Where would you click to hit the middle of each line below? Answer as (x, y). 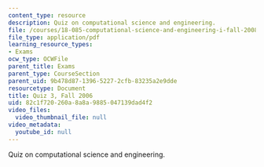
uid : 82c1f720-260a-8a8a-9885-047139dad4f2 (81, 103)
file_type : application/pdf (54, 37)
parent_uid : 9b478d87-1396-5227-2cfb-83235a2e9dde (93, 81)
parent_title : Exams (42, 67)
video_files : (29, 111)
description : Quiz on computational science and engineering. (112, 23)
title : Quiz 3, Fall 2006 (50, 96)
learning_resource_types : (50, 45)
